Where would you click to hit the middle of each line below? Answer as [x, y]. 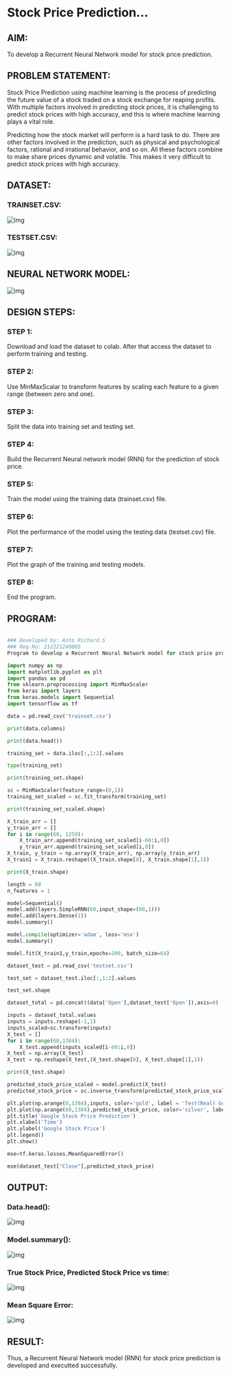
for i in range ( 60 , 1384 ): [44, 1041]
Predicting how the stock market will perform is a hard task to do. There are [114, 134]
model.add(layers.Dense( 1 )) [47, 916]
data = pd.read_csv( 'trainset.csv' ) [59, 716]
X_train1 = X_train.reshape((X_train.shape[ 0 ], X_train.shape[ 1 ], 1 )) [108, 860]
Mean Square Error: [40, 1305]
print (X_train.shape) [38, 872]
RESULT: [26, 1341]
